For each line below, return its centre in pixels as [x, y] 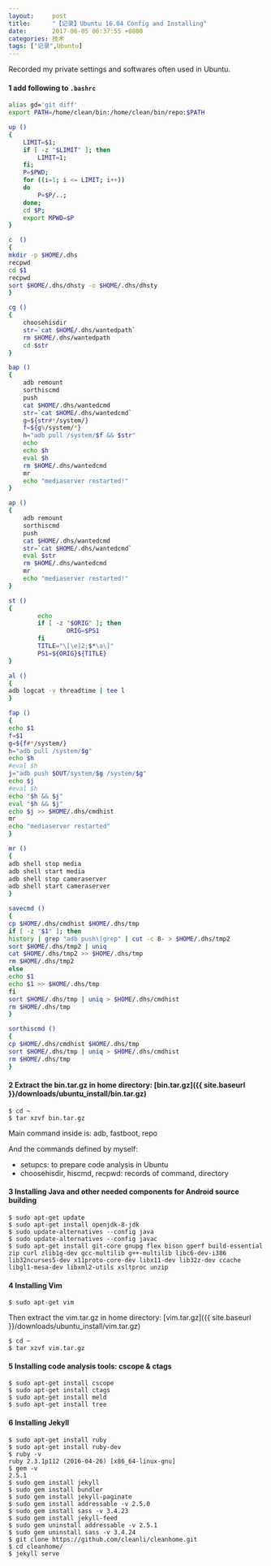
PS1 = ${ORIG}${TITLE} [72, 653]
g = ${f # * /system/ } [38, 743]
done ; [32, 203]
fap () [19, 713]
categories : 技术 [37, 39]
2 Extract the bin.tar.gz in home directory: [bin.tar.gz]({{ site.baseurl [127, 1085]
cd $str [36, 345]
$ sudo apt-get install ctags [60, 1391]
